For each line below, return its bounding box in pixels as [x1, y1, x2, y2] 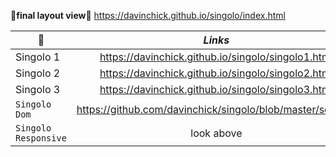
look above [190, 126, 243, 140]
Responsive [15, 133, 67, 144]
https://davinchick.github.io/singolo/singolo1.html [99, 50, 333, 64]
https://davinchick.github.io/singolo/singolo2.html [99, 66, 333, 80]
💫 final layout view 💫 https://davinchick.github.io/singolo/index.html [10, 10, 286, 21]
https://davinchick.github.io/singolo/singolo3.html [99, 83, 333, 96]
